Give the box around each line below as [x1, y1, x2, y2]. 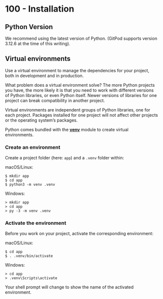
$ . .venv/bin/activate [5, 253, 53, 259]
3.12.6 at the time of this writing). [5, 41, 70, 47]
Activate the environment [5, 220, 66, 226]
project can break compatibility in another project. [5, 97, 105, 103]
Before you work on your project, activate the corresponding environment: [5, 231, 154, 236]
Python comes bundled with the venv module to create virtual [5, 126, 129, 132]
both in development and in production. [5, 73, 84, 79]
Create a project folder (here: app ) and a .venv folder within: [5, 155, 124, 161]
